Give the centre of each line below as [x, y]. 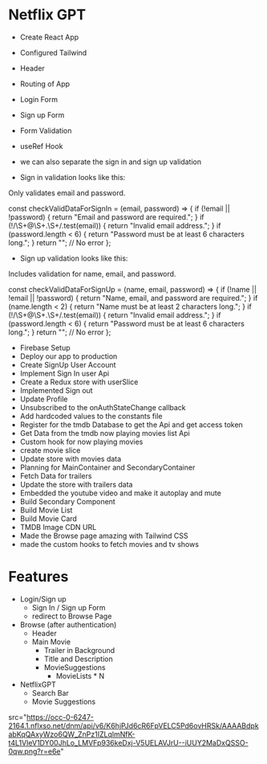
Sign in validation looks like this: [73, 177]
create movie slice [50, 450]
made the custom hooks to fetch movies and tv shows [109, 544]
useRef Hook [41, 146]
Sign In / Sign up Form [69, 607]
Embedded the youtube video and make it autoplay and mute [121, 493]
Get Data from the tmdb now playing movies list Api [105, 433]
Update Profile [44, 399]
